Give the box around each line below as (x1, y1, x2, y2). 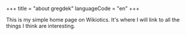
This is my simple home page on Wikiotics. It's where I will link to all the (6, 16, 180, 23)
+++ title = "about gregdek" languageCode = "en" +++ (6, 5, 140, 12)
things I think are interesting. (6, 23, 76, 29)
